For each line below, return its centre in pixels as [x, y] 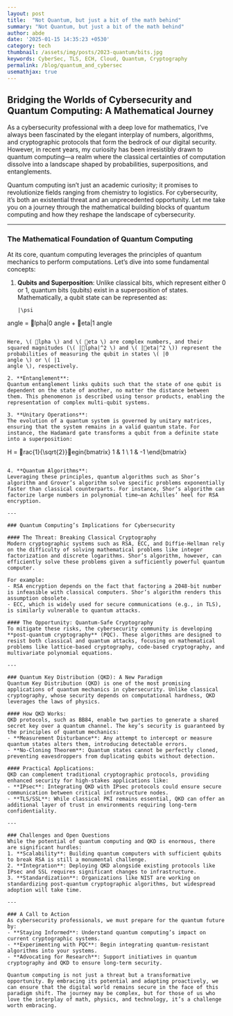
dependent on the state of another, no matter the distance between [108, 390]
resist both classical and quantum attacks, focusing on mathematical [111, 641]
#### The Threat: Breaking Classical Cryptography [82, 538]
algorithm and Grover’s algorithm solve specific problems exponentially [116, 483]
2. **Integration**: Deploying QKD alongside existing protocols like [111, 865]
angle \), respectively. [43, 366]
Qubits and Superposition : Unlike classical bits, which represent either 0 [121, 283]
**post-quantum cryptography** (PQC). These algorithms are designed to [114, 635]
